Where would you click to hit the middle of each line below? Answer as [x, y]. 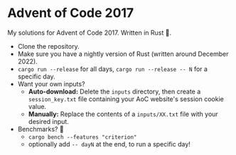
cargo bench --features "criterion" [82, 137]
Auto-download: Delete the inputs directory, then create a [114, 91]
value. [37, 106]
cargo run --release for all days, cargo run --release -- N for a [113, 69]
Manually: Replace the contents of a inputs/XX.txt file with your [123, 114]
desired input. [48, 121]
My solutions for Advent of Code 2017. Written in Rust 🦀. [90, 33]
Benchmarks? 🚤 [41, 129]
